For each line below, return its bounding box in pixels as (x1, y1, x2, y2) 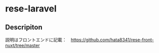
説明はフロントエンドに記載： (5, 37, 66, 42)
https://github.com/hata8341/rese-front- (70, 37, 154, 42)
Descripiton (5, 23, 42, 31)
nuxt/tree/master (5, 42, 40, 48)
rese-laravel (5, 3, 57, 14)
